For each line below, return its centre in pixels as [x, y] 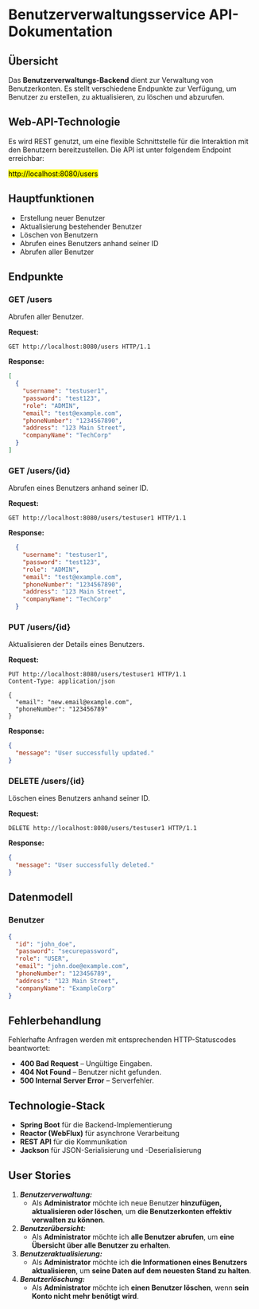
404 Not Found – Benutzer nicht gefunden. [91, 1072]
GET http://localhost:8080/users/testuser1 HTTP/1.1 [97, 518]
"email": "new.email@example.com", [74, 703]
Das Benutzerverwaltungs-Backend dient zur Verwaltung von [111, 80]
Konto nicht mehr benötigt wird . [85, 1295]
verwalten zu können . [68, 1220]
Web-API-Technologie [64, 122]
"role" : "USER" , [42, 959]
